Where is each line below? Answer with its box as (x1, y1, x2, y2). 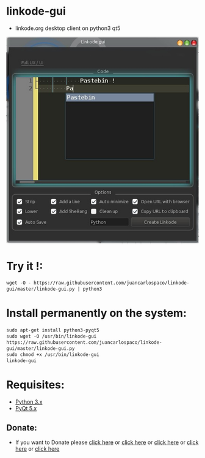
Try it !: (6, 259, 43, 273)
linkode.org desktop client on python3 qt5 (15, 24, 121, 32)
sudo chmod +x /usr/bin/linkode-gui (6, 352, 99, 358)
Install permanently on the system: (6, 307, 187, 320)
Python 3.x (15, 398, 43, 405)
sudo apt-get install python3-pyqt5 (6, 327, 99, 333)
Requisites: (6, 378, 65, 392)
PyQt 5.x (15, 405, 37, 412)
